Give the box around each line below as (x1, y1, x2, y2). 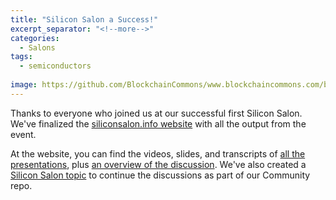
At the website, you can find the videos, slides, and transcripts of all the (10, 147, 306, 160)
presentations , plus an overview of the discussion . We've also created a (10, 158, 307, 170)
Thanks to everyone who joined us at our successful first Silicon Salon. (10, 107, 303, 119)
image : (10, 80, 38, 90)
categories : (10, 33, 60, 43)
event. (10, 128, 37, 140)
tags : (10, 52, 33, 62)
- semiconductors (19, 61, 92, 71)
